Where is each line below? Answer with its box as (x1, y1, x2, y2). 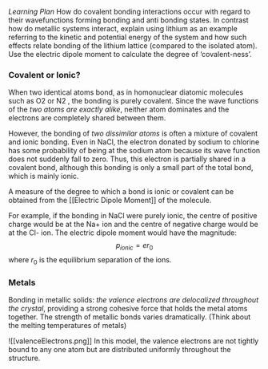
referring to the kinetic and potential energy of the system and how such (8, 32, 247, 42)
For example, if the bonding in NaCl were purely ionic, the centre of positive (8, 211, 258, 221)
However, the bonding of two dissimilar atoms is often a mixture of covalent (8, 128, 258, 139)
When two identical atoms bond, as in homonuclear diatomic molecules (8, 87, 244, 97)
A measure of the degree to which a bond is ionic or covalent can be (8, 187, 234, 197)
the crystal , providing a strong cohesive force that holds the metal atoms (8, 304, 248, 314)
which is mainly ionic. (8, 172, 79, 181)
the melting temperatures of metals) (8, 321, 127, 330)
